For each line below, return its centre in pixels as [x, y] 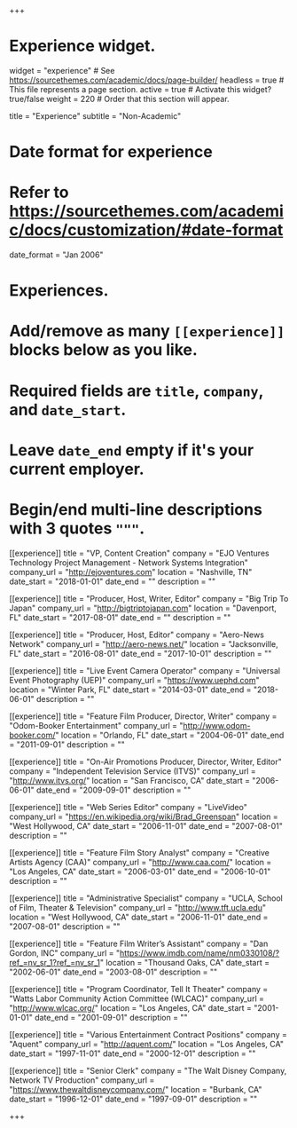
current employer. [77, 469]
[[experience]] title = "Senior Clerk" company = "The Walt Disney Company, [148, 1070]
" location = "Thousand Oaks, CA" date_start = [185, 962]
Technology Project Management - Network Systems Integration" [129, 562]
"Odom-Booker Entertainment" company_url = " [96, 725]
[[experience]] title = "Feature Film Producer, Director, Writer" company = [143, 716]
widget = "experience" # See [62, 70]
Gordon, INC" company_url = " [65, 953]
